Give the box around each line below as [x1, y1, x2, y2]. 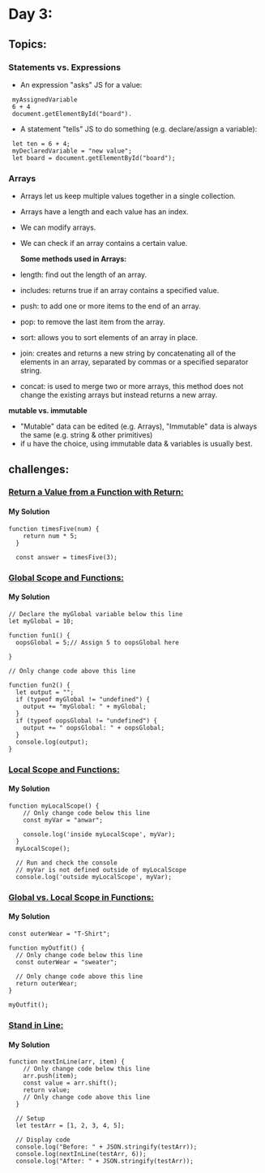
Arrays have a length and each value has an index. [19, 207, 189, 217]
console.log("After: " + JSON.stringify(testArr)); [15, 1158, 194, 1166]
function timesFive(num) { [8, 524, 100, 533]
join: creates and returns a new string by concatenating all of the [19, 348, 237, 358]
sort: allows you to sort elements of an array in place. [19, 333, 199, 343]
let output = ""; [15, 688, 75, 696]
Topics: [8, 37, 47, 51]
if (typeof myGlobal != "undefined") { [15, 695, 151, 703]
